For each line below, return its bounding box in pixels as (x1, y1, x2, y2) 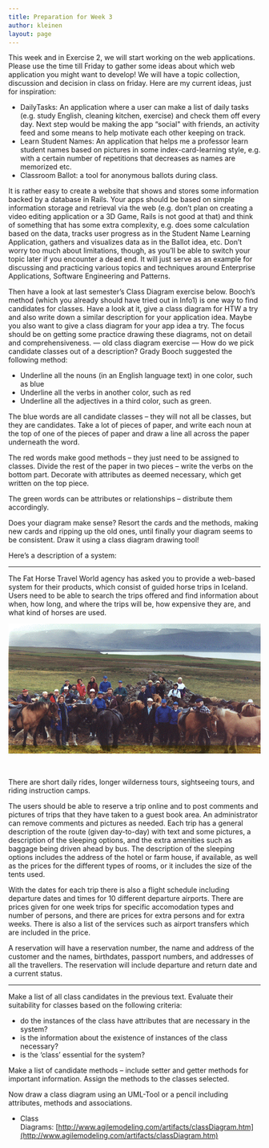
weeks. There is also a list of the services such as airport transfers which (8, 919, 250, 929)
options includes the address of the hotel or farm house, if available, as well (8, 853, 258, 862)
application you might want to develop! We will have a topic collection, (8, 70, 240, 79)
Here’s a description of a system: (8, 550, 118, 561)
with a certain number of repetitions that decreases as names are (19, 153, 236, 164)
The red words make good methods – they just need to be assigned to (8, 453, 239, 463)
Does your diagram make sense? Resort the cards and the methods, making (8, 518, 259, 528)
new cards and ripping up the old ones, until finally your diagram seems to (8, 526, 254, 537)
